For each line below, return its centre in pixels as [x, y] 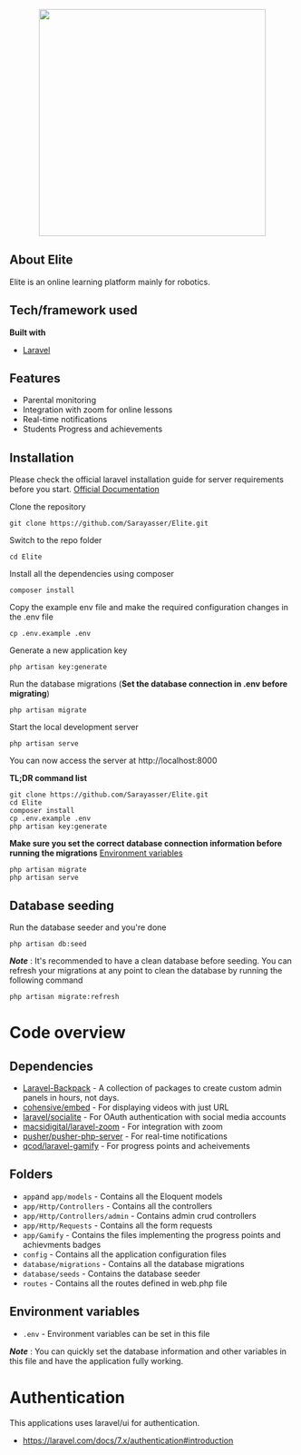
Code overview [68, 1033]
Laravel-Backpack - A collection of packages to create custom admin [152, 1088]
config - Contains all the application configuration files [124, 1254]
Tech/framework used [73, 310]
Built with [28, 332]
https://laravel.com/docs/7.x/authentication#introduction [128, 1440]
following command [46, 980]
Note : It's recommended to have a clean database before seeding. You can [151, 961]
